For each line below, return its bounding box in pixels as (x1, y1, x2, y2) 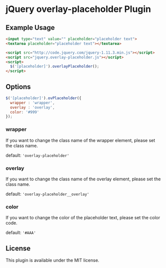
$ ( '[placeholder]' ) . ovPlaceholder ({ (5, 96, 82, 101)
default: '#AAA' (5, 230, 36, 236)
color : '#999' (10, 110, 39, 115)
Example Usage (5, 23, 55, 32)
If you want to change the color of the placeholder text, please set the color (5, 215, 161, 221)
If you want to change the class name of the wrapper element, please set (5, 137, 156, 143)
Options (5, 82, 31, 91)
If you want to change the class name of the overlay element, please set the (5, 176, 161, 182)
